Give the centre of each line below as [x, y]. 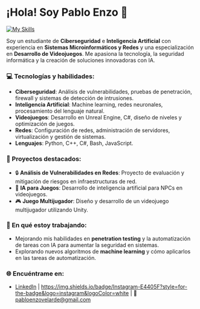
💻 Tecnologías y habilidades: [50, 76]
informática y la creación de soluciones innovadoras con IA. [81, 60]
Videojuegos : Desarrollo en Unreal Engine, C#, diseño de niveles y [98, 118]
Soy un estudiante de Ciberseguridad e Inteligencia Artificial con [89, 41]
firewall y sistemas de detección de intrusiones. [74, 98]
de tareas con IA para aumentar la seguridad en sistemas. [87, 245]
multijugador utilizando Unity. [52, 210]
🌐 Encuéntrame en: [35, 273]
